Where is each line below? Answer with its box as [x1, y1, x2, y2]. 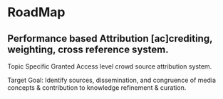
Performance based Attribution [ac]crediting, [7, 33, 213, 45]
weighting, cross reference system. [7, 43, 169, 55]
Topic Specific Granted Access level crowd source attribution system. [7, 62, 212, 71]
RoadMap [7, 4, 66, 21]
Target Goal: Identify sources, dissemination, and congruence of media [7, 76, 216, 84]
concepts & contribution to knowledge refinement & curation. [7, 83, 187, 92]
